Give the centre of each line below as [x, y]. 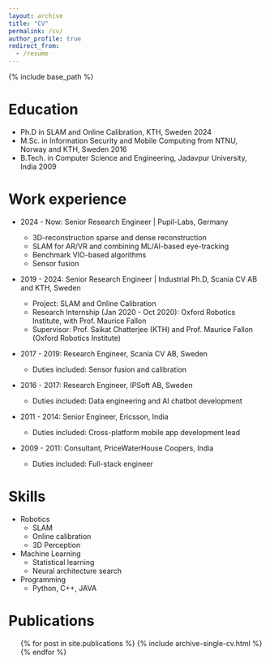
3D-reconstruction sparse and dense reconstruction [119, 237]
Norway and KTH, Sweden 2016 [73, 149]
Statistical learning [63, 562]
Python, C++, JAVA [64, 588]
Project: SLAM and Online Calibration [94, 303]
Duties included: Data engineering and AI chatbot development [137, 401]
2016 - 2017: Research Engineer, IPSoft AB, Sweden [106, 385]
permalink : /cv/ [36, 31]
